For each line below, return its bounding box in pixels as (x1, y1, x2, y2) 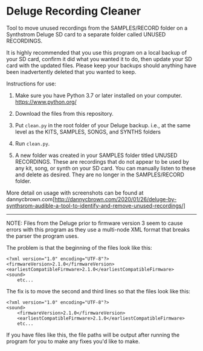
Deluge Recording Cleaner (6, 4, 141, 18)
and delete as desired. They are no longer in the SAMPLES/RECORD (14, 171, 184, 178)
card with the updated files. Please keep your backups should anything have (6, 62, 197, 69)
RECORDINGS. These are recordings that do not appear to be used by (14, 158, 189, 165)
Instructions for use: (6, 80, 56, 87)
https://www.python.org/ (14, 98, 77, 105)
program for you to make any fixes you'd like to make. (6, 338, 140, 345)
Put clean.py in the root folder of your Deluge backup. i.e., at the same (14, 121, 191, 129)
